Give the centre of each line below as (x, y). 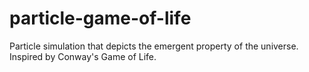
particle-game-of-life (100, 18)
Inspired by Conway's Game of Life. (83, 56)
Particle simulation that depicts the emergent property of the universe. (154, 46)
